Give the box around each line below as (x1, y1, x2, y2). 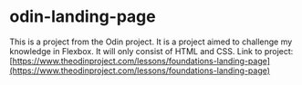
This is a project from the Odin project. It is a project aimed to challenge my (9, 36, 293, 47)
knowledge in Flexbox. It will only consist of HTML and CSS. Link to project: (9, 45, 294, 56)
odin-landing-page (9, 6, 157, 27)
